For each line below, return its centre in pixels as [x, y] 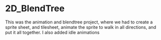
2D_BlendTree [35, 9]
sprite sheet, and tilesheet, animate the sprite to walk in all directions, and [81, 27]
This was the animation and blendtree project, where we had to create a [79, 22]
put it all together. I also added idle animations [52, 32]
